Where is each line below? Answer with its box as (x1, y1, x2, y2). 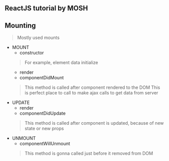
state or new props (24, 126, 64, 132)
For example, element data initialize (24, 60, 98, 66)
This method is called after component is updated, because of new (24, 120, 164, 126)
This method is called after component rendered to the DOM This (24, 84, 160, 90)
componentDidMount (19, 75, 64, 81)
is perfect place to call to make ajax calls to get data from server (24, 90, 158, 96)
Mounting (5, 21, 36, 30)
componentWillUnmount (19, 141, 70, 147)
